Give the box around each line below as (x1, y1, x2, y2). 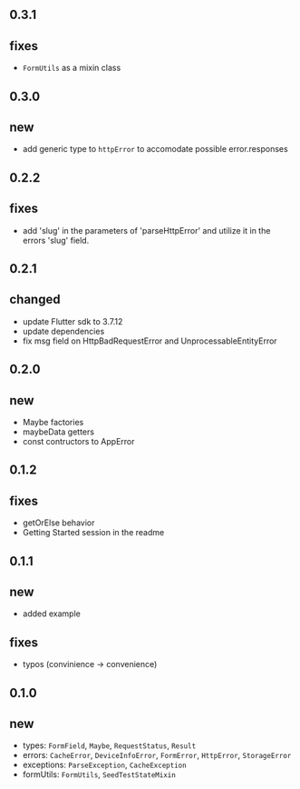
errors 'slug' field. (22, 235, 90, 245)
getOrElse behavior (22, 517, 95, 528)
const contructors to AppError (22, 436, 135, 447)
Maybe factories (22, 417, 84, 428)
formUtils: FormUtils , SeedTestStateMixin (22, 769, 177, 780)
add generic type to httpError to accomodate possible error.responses (22, 144, 288, 155)
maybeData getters (22, 426, 95, 437)
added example (22, 608, 82, 619)
